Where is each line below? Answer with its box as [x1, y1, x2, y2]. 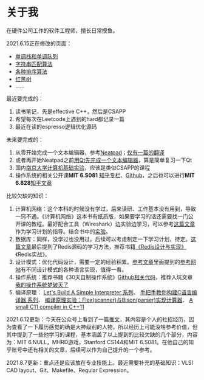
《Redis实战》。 [15, 250, 50, 258]
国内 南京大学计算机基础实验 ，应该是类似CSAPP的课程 [15, 164, 151, 171]
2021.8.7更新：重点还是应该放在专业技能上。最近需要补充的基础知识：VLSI [6, 359, 193, 366]
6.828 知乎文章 [15, 179, 52, 186]
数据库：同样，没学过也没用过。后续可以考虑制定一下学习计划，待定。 [15, 235, 191, 243]
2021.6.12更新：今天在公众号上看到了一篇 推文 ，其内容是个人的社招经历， [6, 316, 189, 323]
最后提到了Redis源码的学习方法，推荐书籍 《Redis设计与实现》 [31, 243, 187, 250]
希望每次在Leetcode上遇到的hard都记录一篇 [15, 115, 125, 122]
